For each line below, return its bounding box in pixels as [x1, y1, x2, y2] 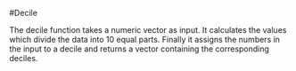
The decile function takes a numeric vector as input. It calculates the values [9, 25, 287, 35]
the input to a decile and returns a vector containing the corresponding [9, 43, 270, 54]
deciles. [9, 53, 38, 63]
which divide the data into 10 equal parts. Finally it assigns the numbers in [9, 35, 281, 44]
